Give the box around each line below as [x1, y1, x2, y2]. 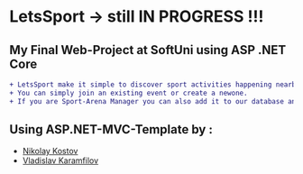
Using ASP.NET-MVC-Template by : [9, 122, 214, 137]
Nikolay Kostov [22, 146, 78, 157]
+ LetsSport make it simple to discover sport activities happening [9, 80, 272, 89]
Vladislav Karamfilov [22, 155, 99, 166]
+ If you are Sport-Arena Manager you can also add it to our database [9, 96, 284, 105]
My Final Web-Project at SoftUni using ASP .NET [9, 42, 287, 58]
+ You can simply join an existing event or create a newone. [9, 88, 248, 97]
